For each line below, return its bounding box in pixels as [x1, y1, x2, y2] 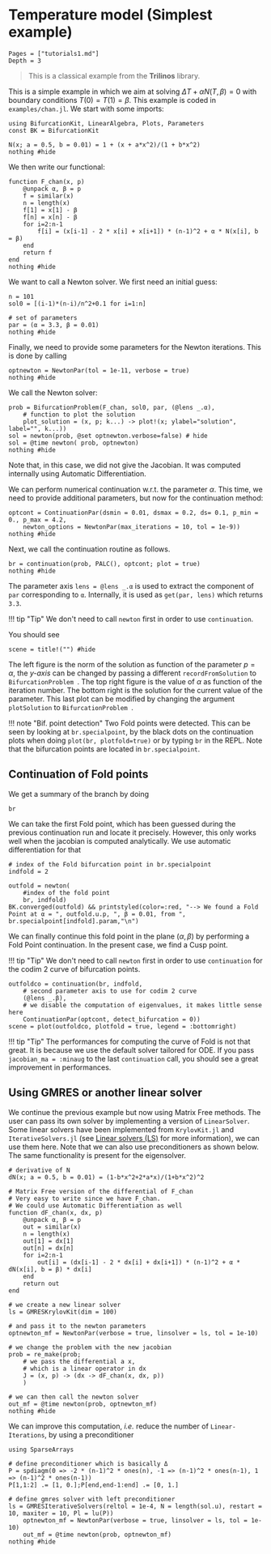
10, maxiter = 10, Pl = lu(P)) [8, 1509, 114, 1518]
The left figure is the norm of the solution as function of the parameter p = [8, 659, 256, 669]
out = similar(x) [23, 1223, 82, 1231]
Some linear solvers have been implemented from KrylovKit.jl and [8, 1124, 235, 1135]
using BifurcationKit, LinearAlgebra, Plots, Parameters [8, 119, 205, 127]
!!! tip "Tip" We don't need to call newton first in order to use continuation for [8, 956, 263, 965]
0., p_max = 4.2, [8, 516, 67, 524]
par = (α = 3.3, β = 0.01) [8, 321, 100, 329]
